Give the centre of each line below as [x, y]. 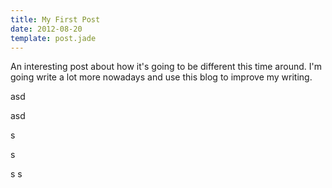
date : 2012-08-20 [46, 29]
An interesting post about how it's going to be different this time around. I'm [166, 67]
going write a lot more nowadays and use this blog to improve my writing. [161, 77]
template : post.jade [53, 38]
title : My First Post [55, 19]
